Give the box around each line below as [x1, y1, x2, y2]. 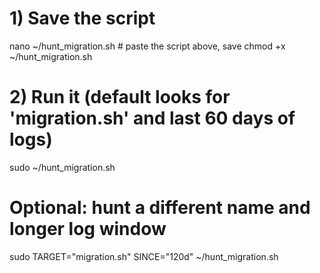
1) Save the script [9, 7, 156, 30]
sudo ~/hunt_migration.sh [9, 161, 116, 173]
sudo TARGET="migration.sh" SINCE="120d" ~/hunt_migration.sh [9, 250, 279, 262]
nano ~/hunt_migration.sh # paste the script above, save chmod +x [9, 40, 286, 52]
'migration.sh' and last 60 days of [9, 107, 296, 130]
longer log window [9, 218, 167, 241]
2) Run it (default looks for [9, 86, 231, 109]
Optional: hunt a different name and [9, 197, 311, 219]
